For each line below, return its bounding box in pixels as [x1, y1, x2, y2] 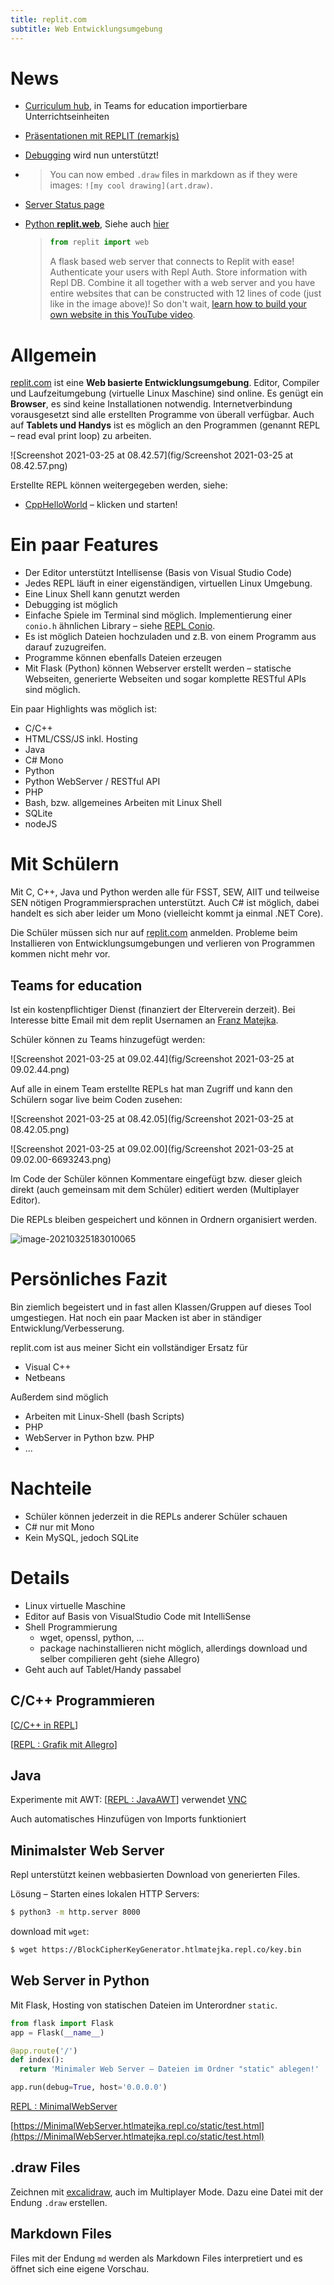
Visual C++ [24, 1361, 72, 1373]
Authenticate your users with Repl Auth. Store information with [49, 266, 308, 278]
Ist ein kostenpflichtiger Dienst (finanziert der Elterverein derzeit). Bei [10, 1003, 296, 1015]
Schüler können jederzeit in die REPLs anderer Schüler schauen [24, 1510, 288, 1522]
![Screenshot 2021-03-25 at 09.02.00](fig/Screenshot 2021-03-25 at [10, 1142, 294, 1155]
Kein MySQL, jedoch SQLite [24, 1531, 139, 1543]
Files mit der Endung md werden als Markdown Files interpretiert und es [10, 2252, 303, 2264]
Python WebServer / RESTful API [24, 776, 161, 788]
